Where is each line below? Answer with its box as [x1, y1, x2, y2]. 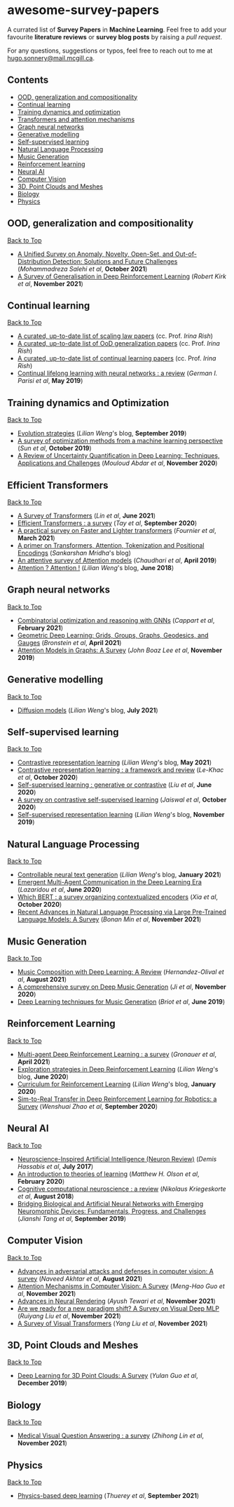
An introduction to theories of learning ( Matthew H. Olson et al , [17, 1170, 200, 1178]
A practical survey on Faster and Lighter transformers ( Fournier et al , [17, 527, 216, 534]
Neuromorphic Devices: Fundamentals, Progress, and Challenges [17, 1207, 207, 1215]
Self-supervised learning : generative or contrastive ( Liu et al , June [17, 780, 212, 789]
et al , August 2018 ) [17, 1191, 74, 1201]
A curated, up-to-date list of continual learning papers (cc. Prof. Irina [17, 354, 216, 363]
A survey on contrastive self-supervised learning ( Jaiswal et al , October [17, 795, 227, 804]
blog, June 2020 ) [17, 1072, 69, 1081]
